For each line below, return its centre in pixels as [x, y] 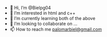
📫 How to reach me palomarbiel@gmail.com [56, 29]
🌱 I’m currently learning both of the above [53, 18]
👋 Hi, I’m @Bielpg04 [30, 8]
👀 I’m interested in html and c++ [43, 13]
